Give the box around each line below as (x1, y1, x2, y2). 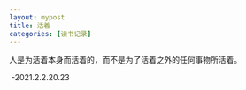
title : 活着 (9, 21, 50, 30)
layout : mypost (9, 12, 65, 22)
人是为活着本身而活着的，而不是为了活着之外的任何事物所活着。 (9, 55, 242, 65)
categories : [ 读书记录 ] (9, 29, 91, 38)
